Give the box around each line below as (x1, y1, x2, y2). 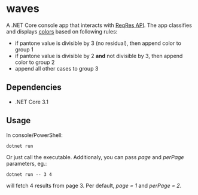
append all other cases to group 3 (14, 65, 99, 72)
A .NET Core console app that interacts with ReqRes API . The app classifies (6, 22, 193, 29)
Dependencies (6, 83, 62, 93)
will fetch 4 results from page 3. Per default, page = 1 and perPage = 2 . (6, 182, 182, 189)
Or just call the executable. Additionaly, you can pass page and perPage (6, 153, 184, 160)
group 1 (14, 45, 34, 53)
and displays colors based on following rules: (6, 28, 118, 35)
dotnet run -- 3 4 (6, 171, 52, 178)
